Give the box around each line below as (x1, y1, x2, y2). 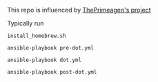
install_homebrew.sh (7, 32, 67, 39)
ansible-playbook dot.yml (7, 57, 81, 63)
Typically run (7, 19, 44, 27)
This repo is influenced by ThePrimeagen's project (7, 6, 151, 14)
